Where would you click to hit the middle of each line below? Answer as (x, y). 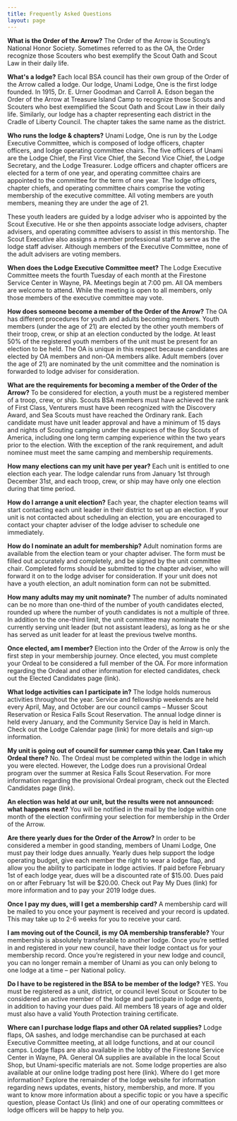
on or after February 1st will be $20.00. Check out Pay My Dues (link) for (113, 883)
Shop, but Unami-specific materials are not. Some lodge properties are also (117, 1065)
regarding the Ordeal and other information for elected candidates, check (114, 670)
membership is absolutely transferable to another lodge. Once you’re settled (118, 940)
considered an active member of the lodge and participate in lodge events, (116, 998)
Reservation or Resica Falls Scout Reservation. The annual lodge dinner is (114, 714)
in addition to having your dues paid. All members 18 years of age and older (117, 1006)
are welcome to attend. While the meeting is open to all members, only (110, 290)
